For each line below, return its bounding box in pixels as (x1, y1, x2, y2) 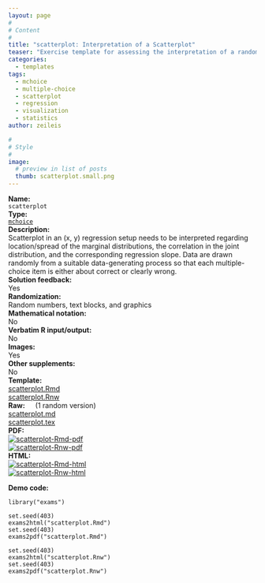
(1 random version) (35, 401, 96, 410)
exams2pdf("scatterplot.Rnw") (8, 567, 108, 575)
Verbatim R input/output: (8, 325, 92, 334)
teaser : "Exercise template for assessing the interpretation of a (8, 48, 235, 56)
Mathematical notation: (8, 308, 87, 318)
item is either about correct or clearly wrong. (32, 267, 177, 276)
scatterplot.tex (8, 417, 55, 427)
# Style (8, 143, 34, 151)
